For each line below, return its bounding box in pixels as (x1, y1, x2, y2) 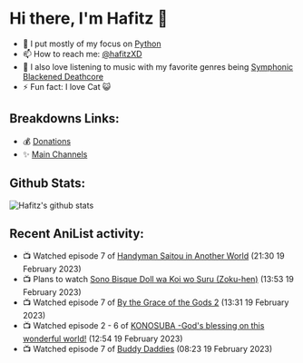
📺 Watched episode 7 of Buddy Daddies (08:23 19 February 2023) (22, 344, 273, 355)
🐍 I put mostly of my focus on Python (22, 38, 161, 49)
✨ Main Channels (22, 149, 88, 160)
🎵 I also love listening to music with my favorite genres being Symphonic (22, 61, 294, 72)
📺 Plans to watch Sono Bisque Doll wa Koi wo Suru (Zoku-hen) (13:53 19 (22, 274, 295, 285)
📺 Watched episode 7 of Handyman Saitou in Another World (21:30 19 (22, 250, 285, 261)
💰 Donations (22, 135, 71, 146)
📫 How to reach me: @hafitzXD (22, 48, 142, 59)
